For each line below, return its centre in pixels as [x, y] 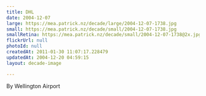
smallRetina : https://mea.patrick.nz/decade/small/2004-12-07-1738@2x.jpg [104, 35]
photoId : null [25, 46]
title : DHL [20, 12]
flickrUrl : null [27, 40]
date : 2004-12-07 [29, 18]
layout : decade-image [34, 63]
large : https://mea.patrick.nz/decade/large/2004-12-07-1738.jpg [91, 23]
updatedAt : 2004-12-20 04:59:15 [48, 57]
